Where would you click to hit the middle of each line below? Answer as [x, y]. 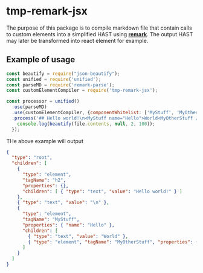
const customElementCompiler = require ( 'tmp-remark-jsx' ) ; [82, 91]
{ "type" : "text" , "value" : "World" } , [78, 236]
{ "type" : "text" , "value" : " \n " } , [63, 203]
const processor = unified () [43, 101]
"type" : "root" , [32, 158]
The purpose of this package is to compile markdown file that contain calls [99, 28]
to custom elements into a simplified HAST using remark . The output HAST [100, 34]
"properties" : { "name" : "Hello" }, [68, 225]
